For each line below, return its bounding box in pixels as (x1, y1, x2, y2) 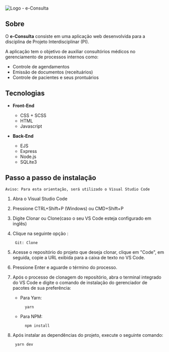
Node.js (20, 153, 37, 160)
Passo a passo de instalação (5, 174, 96, 182)
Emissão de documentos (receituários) (12, 69, 93, 75)
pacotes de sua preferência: (12, 285, 72, 291)
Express (20, 148, 37, 154)
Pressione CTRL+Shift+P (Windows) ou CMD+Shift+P (12, 206, 124, 212)
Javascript (20, 123, 42, 129)
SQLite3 (20, 159, 37, 165)
